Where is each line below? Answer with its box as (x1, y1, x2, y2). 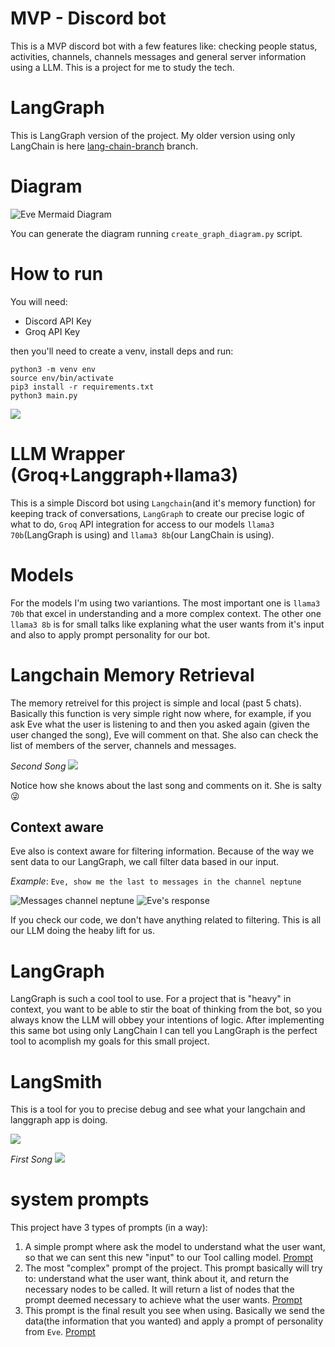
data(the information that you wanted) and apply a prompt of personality (24, 1315, 324, 1327)
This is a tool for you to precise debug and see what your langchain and (10, 1103, 306, 1116)
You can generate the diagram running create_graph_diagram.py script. (10, 227, 303, 239)
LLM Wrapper (10, 442, 126, 465)
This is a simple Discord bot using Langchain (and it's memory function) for (10, 497, 316, 509)
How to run (10, 263, 104, 285)
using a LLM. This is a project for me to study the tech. (10, 61, 235, 73)
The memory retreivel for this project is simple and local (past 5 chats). (10, 697, 302, 709)
